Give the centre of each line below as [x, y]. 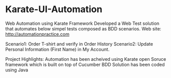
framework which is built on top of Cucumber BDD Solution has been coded [85, 64]
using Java [17, 70]
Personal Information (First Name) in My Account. [57, 49]
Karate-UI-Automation [54, 9]
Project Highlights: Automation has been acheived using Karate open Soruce [86, 59]
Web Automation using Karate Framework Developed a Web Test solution [82, 23]
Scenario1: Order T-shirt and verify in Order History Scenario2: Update [79, 44]
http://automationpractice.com [38, 34]
